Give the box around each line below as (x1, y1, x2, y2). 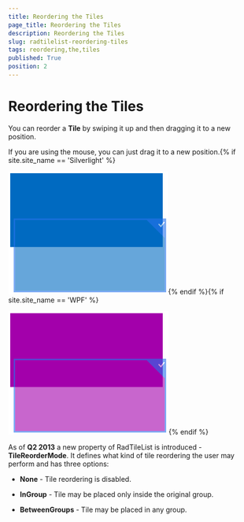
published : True (8, 54, 61, 62)
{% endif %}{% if (168, 287, 224, 296)
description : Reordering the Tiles (8, 29, 125, 37)
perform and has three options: (8, 459, 109, 468)
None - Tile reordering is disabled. (19, 474, 131, 483)
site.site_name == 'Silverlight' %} (8, 155, 116, 165)
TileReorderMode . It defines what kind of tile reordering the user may (8, 450, 235, 460)
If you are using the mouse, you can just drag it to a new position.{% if (8, 146, 236, 157)
